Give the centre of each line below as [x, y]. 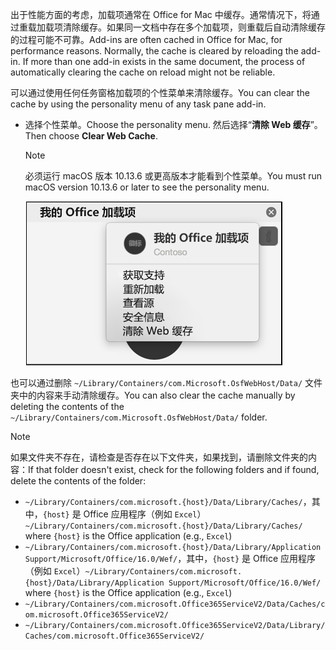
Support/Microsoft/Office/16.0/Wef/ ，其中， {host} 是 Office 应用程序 [170, 558]
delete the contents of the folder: [78, 481]
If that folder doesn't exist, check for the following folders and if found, [174, 469]
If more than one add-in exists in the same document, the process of [164, 61]
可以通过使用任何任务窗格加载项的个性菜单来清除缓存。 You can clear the [160, 92]
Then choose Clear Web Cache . [91, 136]
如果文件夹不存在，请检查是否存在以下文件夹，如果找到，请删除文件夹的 [159, 457]
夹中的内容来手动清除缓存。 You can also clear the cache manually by [153, 395]
